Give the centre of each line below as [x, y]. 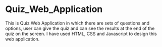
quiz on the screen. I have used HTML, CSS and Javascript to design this [81, 33]
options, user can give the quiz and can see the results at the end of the [80, 28]
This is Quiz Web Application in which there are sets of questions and [77, 23]
